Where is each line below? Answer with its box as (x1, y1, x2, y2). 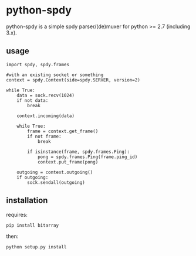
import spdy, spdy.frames (6, 62, 69, 67)
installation (6, 196, 48, 206)
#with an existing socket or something (6, 71, 104, 78)
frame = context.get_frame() (27, 128, 99, 134)
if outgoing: (16, 174, 49, 180)
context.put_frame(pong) (37, 159, 99, 165)
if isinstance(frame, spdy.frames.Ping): (27, 149, 130, 155)
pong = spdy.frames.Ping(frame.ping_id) (37, 153, 138, 160)
